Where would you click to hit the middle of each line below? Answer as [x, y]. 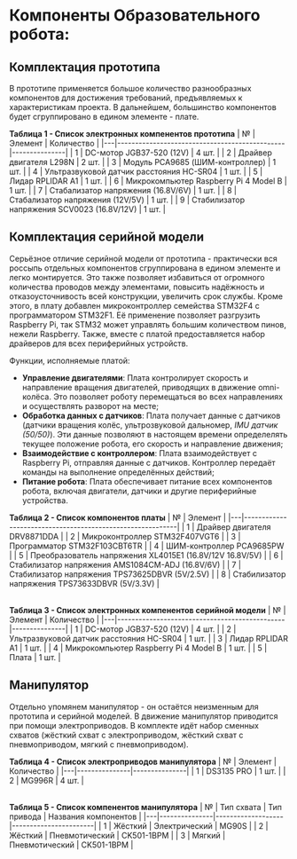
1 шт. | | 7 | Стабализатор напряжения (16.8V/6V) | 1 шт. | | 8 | [123, 190]
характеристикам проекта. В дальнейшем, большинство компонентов [143, 107]
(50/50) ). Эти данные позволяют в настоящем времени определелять [155, 434]
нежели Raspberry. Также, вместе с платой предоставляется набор [137, 334]
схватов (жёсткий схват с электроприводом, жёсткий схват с [126, 735]
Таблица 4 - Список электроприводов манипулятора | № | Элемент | [143, 761]
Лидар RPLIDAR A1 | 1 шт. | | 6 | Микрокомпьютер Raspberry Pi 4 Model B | [148, 181]
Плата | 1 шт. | [35, 657]
